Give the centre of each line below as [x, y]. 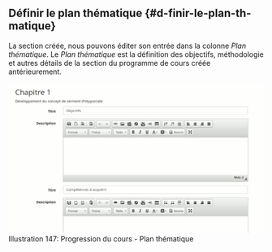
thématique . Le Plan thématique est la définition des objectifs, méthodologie [136, 54]
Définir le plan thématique [76, 13]
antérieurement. [35, 72]
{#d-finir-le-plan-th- [198, 13]
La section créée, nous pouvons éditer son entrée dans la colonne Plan [127, 46]
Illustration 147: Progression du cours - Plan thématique [101, 238]
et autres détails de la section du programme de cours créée [110, 63]
